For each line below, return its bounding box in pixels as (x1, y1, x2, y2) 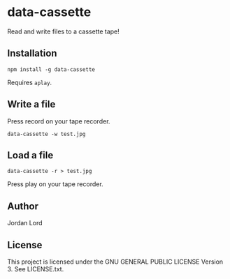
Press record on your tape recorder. (7, 116, 110, 126)
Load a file (7, 149, 54, 161)
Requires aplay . (7, 78, 52, 86)
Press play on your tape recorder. (7, 180, 103, 188)
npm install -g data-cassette (7, 66, 96, 73)
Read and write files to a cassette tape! (7, 27, 120, 36)
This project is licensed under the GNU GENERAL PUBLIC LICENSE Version (7, 257, 224, 266)
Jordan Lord (7, 219, 43, 227)
